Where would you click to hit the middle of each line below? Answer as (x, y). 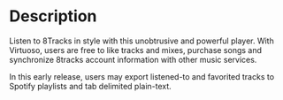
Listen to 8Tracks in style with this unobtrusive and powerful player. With (141, 41)
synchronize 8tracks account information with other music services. (133, 59)
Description (53, 16)
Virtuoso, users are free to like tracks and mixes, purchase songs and (136, 50)
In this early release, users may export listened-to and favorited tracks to (142, 76)
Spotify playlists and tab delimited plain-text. (91, 86)
